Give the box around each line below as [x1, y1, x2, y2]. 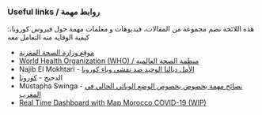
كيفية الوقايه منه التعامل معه [7, 32, 90, 42]
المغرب [18, 90, 41, 99]
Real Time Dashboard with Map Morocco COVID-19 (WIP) [18, 98, 207, 108]
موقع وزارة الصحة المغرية [18, 48, 94, 57]
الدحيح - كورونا [18, 73, 63, 83]
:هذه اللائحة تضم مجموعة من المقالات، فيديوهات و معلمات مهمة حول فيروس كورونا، [7, 24, 255, 34]
